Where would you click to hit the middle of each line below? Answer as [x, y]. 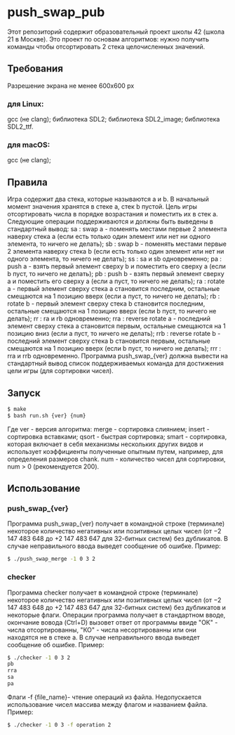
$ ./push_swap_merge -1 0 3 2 [52, 559]
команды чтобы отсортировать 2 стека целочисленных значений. [106, 46]
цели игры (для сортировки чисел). [60, 371]
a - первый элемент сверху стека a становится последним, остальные [114, 289]
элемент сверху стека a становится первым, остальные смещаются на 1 [116, 326]
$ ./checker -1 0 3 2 [39, 658]
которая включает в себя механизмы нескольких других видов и [105, 444]
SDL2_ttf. [20, 126]
